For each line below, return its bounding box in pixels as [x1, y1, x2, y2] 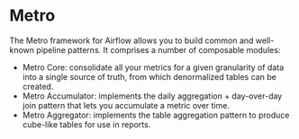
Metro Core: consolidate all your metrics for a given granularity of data [22, 62, 285, 73]
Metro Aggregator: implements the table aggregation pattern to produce [22, 109, 290, 120]
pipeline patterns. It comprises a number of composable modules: [35, 44, 281, 55]
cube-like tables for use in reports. [22, 118, 151, 130]
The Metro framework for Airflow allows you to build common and [9, 35, 254, 46]
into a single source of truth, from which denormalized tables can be [22, 71, 276, 82]
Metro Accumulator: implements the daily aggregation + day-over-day [22, 91, 283, 101]
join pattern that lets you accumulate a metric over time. [22, 100, 230, 110]
